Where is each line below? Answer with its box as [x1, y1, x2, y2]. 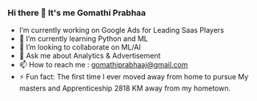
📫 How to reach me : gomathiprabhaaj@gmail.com [18, 60, 189, 70]
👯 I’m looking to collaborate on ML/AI [18, 42, 142, 52]
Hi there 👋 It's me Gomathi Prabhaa [7, 7, 147, 18]
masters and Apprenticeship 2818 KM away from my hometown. [18, 83, 231, 93]
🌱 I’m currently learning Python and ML [18, 34, 149, 43]
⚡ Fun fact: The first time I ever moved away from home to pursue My [18, 72, 249, 82]
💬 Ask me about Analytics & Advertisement [18, 51, 161, 61]
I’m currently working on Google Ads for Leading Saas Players [18, 26, 225, 35]
